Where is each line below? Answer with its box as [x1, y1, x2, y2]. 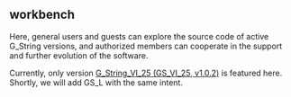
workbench [9, 7, 75, 22]
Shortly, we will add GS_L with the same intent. [9, 76, 183, 88]
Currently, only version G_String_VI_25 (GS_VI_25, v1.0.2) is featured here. [9, 67, 283, 78]
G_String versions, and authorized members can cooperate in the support [9, 40, 283, 51]
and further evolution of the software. [9, 49, 149, 61]
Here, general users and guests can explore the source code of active [9, 31, 269, 41]
